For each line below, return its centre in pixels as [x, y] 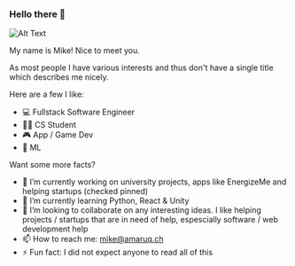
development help [55, 229]
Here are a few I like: [47, 94]
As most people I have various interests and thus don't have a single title [141, 68]
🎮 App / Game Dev [58, 135]
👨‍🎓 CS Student [49, 125]
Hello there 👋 [38, 14]
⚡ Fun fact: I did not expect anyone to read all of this [117, 253]
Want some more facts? [52, 165]
